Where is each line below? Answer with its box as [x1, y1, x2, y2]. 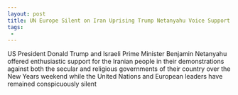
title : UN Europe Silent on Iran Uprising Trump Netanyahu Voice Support [7, 17, 231, 24]
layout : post [7, 10, 46, 18]
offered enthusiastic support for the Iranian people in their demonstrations [7, 57, 225, 66]
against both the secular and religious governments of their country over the [7, 65, 231, 73]
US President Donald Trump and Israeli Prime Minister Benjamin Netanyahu [7, 50, 227, 58]
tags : [7, 23, 23, 30]
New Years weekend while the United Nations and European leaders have [7, 72, 223, 81]
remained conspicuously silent [7, 79, 97, 89]
